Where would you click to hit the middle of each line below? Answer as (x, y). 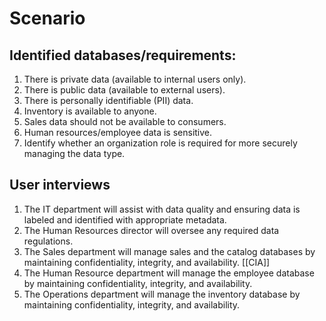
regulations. (48, 241)
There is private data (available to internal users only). (135, 79)
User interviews (60, 185)
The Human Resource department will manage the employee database (169, 273)
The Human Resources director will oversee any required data (151, 230)
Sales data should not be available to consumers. (125, 121)
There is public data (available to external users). (124, 90)
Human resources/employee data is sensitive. (118, 132)
